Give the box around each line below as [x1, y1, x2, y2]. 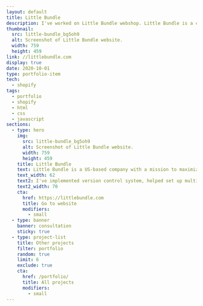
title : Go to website [22, 201, 77, 207]
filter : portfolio [17, 245, 63, 251]
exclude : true [17, 262, 53, 268]
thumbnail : [6, 25, 34, 32]
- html [11, 104, 28, 111]
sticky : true [17, 228, 50, 234]
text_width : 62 [17, 172, 56, 179]
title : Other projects [17, 240, 74, 246]
